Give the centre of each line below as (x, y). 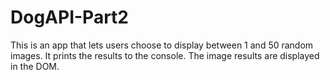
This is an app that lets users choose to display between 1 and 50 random (162, 45)
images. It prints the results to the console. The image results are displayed (165, 55)
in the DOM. (35, 66)
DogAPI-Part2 (69, 17)
